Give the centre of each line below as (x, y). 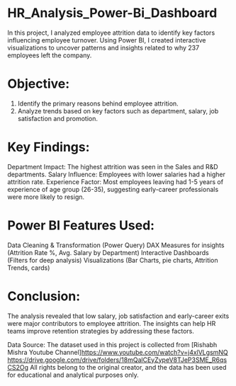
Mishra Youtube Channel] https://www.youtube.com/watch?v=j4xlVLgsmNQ (118, 352)
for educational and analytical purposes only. (73, 375)
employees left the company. (50, 55)
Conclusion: (44, 296)
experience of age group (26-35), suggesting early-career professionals (113, 189)
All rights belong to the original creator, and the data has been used (128, 367)
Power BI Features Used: (81, 225)
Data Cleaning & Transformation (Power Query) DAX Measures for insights (116, 245)
